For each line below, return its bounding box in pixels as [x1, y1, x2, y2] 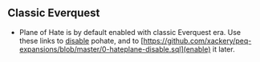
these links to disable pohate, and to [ [18, 36, 144, 45]
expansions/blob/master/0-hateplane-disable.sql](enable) [18, 44, 211, 54]
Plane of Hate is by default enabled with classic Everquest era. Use [18, 27, 242, 37]
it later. [212, 44, 235, 54]
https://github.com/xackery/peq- [143, 36, 252, 45]
